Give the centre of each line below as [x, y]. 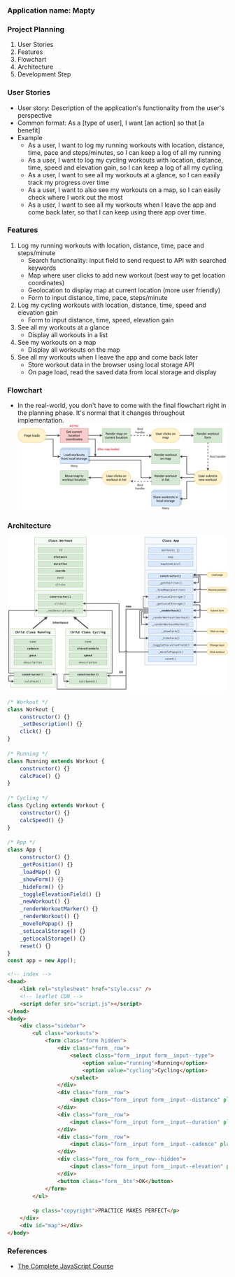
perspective [35, 115]
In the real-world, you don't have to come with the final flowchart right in [122, 406]
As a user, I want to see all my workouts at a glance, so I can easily [124, 175]
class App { [24, 850]
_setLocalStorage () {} [53, 931]
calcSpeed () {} [42, 820]
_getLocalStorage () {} [53, 938]
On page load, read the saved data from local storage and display [122, 372]
